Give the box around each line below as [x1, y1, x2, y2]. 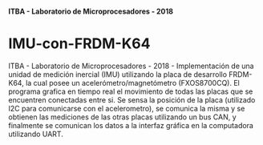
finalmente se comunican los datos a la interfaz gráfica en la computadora [8, 120, 254, 130]
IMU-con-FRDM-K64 [8, 34, 151, 52]
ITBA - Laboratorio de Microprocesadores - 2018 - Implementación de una [8, 61, 254, 70]
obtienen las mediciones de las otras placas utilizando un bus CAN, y [8, 112, 237, 122]
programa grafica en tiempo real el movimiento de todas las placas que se [8, 87, 253, 96]
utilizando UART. [8, 129, 64, 139]
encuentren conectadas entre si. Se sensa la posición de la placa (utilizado [8, 95, 256, 104]
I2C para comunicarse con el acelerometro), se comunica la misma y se [8, 103, 245, 113]
